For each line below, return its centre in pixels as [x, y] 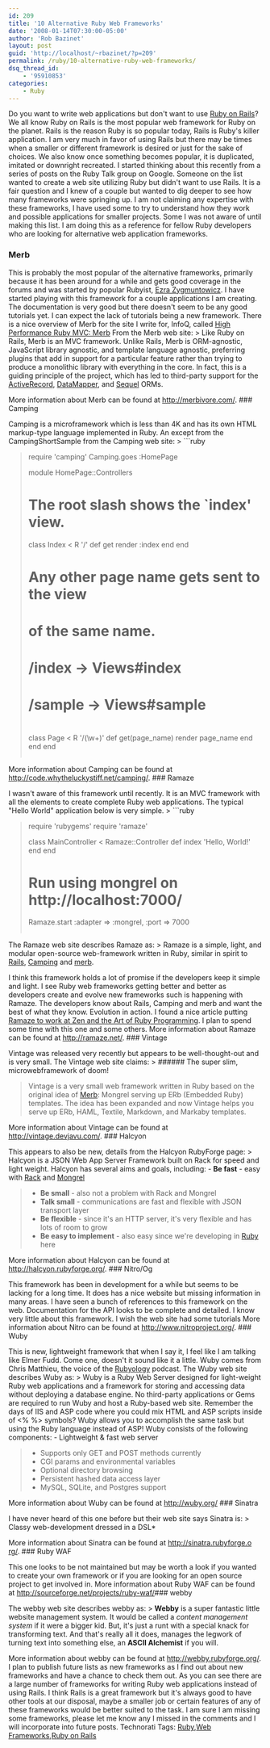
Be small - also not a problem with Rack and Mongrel [128, 1193]
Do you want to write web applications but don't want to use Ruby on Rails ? [134, 114]
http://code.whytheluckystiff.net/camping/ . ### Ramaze [102, 778]
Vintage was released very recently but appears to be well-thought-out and [134, 1054]
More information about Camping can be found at [91, 769]
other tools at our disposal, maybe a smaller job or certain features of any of [135, 1701]
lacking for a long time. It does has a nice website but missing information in [135, 1293]
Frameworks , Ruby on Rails [52, 1736]
